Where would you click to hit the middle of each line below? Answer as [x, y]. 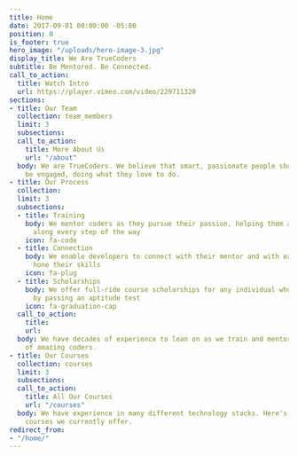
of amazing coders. [61, 347]
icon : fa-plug [51, 273]
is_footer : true [39, 42]
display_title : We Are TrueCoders [73, 59]
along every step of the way [86, 232]
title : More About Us [65, 149]
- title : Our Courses [49, 356]
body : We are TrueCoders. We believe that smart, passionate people [146, 166]
